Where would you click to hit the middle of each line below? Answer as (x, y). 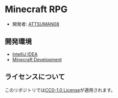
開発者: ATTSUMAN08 (36, 24)
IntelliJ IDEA (25, 54)
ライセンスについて (35, 77)
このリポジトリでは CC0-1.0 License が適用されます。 (60, 90)
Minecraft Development (37, 59)
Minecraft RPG (36, 9)
